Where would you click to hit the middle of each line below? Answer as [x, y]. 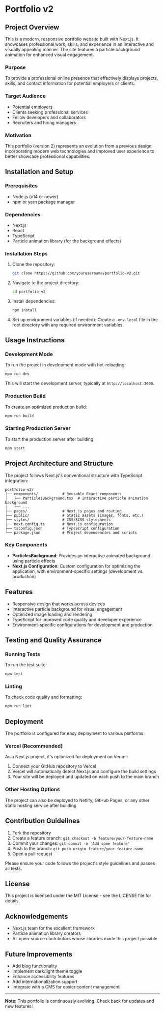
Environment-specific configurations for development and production [82, 625]
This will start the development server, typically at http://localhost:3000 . [80, 383]
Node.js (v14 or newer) [35, 196]
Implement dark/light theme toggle [47, 971]
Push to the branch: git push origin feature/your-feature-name [78, 848]
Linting [14, 686]
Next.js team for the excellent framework [53, 928]
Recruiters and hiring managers [44, 122]
